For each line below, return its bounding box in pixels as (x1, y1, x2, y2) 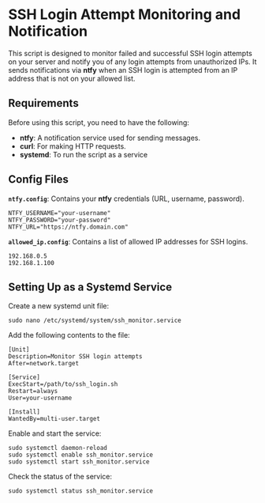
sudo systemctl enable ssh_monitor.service (8, 451, 154, 460)
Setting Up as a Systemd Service (8, 280, 172, 293)
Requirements (8, 96, 79, 110)
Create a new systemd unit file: (8, 301, 109, 311)
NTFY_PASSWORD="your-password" (8, 216, 111, 224)
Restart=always (8, 388, 58, 395)
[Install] (8, 408, 41, 416)
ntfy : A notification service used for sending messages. (19, 133, 201, 142)
